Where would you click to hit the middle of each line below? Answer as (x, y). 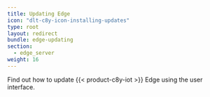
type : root (23, 27)
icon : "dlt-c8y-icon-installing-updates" (69, 20)
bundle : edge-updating (40, 40)
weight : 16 (23, 60)
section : (20, 46)
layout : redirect (33, 33)
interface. (21, 87)
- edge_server (34, 53)
